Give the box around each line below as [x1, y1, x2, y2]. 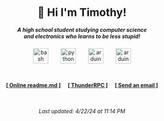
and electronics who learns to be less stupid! [23, 32, 141, 40]
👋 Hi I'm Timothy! [37, 5, 127, 20]
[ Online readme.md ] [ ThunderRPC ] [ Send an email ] [6, 82, 158, 89]
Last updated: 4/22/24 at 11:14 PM [39, 107, 125, 115]
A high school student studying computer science [17, 26, 147, 33]
